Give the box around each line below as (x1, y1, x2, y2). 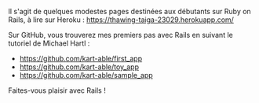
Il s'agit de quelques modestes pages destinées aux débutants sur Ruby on (8, 7, 251, 16)
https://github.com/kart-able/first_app (19, 54, 143, 63)
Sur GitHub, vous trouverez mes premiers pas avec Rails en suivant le (8, 31, 233, 39)
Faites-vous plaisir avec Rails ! (8, 86, 106, 95)
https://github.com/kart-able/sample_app (19, 71, 153, 79)
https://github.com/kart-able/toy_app (19, 62, 140, 72)
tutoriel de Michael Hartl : (8, 39, 90, 48)
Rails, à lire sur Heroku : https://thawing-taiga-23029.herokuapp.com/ (8, 15, 234, 24)
